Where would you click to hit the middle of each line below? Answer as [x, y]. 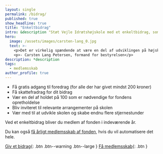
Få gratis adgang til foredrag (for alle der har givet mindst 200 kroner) [82, 87]
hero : [10, 37]
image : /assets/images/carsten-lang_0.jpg [53, 41]
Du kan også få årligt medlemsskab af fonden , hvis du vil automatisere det [79, 132]
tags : [10, 64]
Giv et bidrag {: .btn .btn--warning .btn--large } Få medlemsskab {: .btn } [76, 146]
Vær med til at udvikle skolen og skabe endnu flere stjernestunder [78, 113]
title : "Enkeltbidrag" [28, 28]
